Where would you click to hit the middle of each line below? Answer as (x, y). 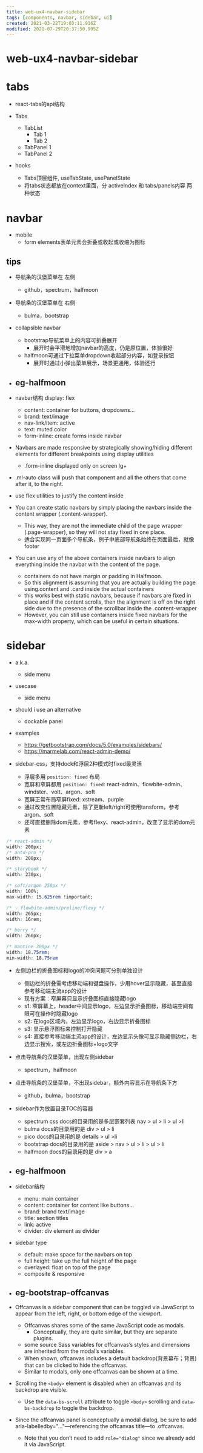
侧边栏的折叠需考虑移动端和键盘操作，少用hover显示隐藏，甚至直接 (108, 983)
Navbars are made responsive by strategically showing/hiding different (104, 447)
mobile (23, 235)
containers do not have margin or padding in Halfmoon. (93, 576)
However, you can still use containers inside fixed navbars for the (106, 615)
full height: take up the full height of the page (80, 1261)
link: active (38, 1224)
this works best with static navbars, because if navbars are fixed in (108, 595)
